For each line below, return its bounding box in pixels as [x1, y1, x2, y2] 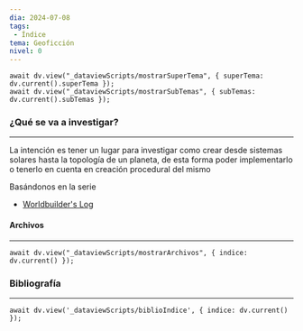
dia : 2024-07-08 [9, 13, 70, 23]
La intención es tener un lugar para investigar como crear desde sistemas [9, 145, 283, 156]
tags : [9, 22, 30, 31]
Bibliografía [9, 277, 61, 290]
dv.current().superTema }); [9, 79, 115, 88]
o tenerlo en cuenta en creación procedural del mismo [9, 164, 211, 175]
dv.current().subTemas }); [9, 96, 111, 105]
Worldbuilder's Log [22, 199, 94, 210]
